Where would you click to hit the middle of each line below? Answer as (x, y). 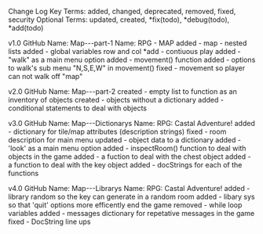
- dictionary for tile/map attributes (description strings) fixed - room (117, 131)
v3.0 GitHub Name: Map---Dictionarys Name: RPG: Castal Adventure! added (131, 123)
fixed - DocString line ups (49, 221)
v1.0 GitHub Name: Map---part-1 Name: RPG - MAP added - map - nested (128, 43)
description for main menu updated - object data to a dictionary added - (125, 140)
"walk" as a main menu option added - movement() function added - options (132, 59)
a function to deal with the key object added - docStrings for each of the (125, 165)
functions (24, 173)
